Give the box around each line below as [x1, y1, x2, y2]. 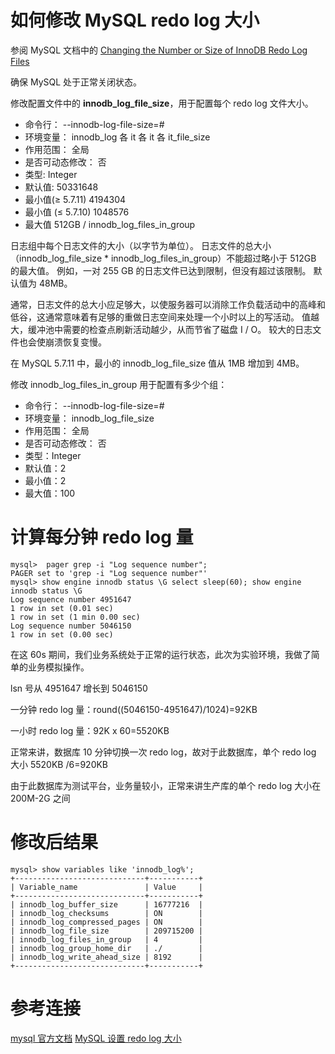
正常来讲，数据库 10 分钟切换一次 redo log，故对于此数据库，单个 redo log [10, 746, 317, 758]
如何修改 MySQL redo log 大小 [10, 9, 260, 32]
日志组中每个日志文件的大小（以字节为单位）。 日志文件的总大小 [10, 239, 272, 251]
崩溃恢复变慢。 [44, 336, 107, 348]
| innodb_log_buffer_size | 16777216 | [10, 899, 203, 910]
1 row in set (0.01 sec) [10, 603, 114, 613]
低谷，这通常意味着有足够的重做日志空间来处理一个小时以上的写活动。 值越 [10, 311, 320, 323]
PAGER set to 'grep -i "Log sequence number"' [10, 568, 208, 578]
